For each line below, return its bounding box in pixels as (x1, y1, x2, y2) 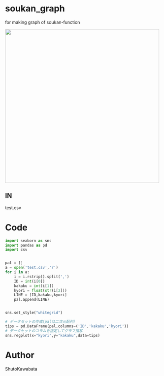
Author (5, 349, 34, 361)
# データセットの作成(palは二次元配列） (5, 319, 77, 324)
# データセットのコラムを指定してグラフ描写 (5, 328, 83, 333)
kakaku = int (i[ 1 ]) (14, 283, 54, 288)
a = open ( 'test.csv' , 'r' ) (5, 265, 58, 270)
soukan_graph (5, 3, 65, 14)
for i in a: (5, 270, 30, 275)
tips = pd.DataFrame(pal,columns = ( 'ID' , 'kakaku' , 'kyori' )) (5, 323, 129, 329)
